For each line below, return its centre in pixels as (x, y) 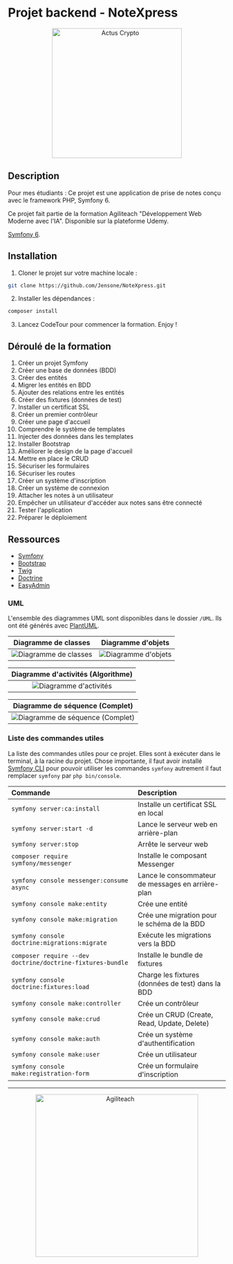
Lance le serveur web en (178, 824)
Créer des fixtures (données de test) (69, 400)
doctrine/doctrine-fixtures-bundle (70, 963)
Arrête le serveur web (173, 844)
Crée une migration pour (177, 915)
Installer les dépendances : (56, 298)
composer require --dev (50, 956)
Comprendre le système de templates (71, 429)
